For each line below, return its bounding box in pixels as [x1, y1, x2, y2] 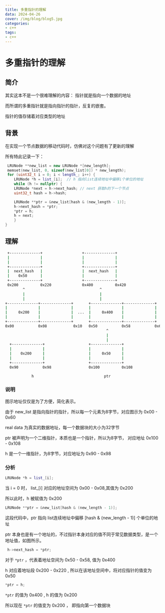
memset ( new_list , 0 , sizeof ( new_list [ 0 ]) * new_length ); [7, 168, 126, 173]
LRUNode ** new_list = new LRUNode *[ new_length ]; [7, 163, 111, 168]
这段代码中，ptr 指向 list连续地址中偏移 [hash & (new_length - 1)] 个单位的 [5, 515, 154, 521]
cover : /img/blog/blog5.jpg [5, 16, 63, 21]
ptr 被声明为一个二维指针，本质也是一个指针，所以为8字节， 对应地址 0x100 [5, 435, 159, 440]
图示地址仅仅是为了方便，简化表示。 [5, 398, 79, 404]
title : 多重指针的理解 [5, 7, 47, 12]
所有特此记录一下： [5, 153, 44, 159]
